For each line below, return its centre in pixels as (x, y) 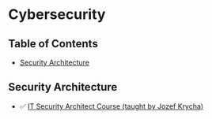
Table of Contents (53, 44)
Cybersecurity (57, 15)
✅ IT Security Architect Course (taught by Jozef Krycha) (112, 106)
